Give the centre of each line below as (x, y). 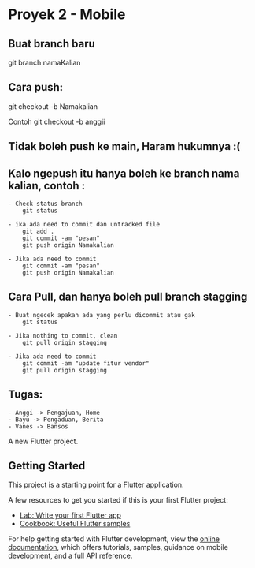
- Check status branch (45, 204)
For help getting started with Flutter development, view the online (114, 539)
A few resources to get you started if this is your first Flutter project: (118, 500)
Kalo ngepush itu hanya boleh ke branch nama (124, 173)
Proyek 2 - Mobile (67, 15)
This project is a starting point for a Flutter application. (96, 485)
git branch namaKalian (44, 62)
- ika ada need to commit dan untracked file (84, 225)
